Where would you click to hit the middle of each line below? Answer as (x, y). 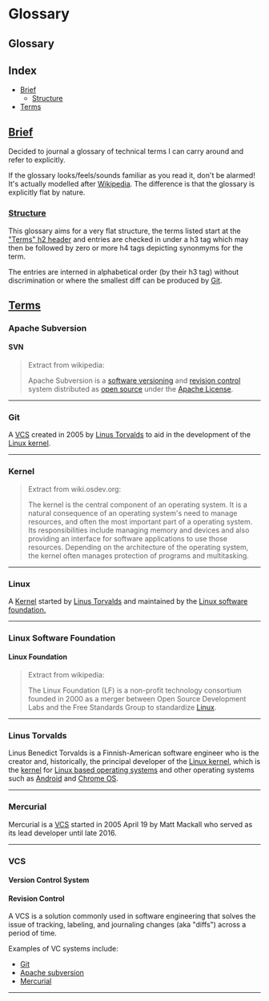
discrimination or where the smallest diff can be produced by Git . (115, 280)
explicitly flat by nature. (47, 192)
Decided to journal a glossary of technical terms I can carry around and (126, 151)
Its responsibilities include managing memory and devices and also (139, 530)
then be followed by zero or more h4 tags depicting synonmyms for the (126, 247)
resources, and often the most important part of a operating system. (140, 521)
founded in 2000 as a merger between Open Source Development (137, 699)
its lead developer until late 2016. (63, 833)
